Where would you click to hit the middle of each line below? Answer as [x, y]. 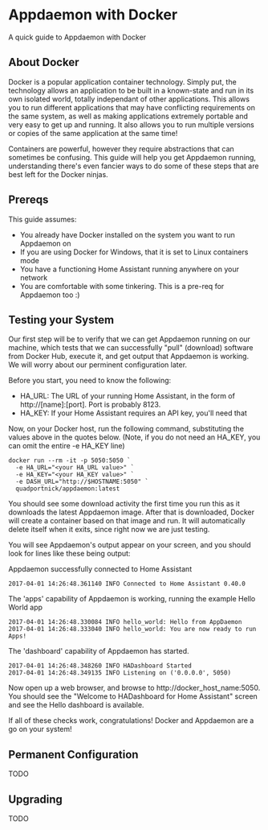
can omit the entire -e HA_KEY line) [67, 446]
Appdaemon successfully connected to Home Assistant [100, 569]
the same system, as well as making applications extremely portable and [128, 116]
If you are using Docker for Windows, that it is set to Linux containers [134, 252]
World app [25, 607]
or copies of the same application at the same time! [93, 133]
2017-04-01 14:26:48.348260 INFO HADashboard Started [100, 666]
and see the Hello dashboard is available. [76, 705]
